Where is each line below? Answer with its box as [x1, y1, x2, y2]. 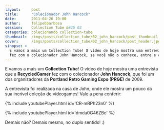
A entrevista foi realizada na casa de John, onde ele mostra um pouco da [5, 86, 152, 92]
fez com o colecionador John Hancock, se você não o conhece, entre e [9, 52, 156, 58]
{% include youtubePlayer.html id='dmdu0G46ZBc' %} [5, 110, 115, 116]
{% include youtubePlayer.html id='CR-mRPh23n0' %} [5, 101, 115, 107]
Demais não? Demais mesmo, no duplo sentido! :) [5, 119, 105, 125]
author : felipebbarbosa [5, 21, 62, 26]
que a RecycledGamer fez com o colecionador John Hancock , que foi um [5, 71, 155, 77]
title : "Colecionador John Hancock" [5, 12, 91, 17]
